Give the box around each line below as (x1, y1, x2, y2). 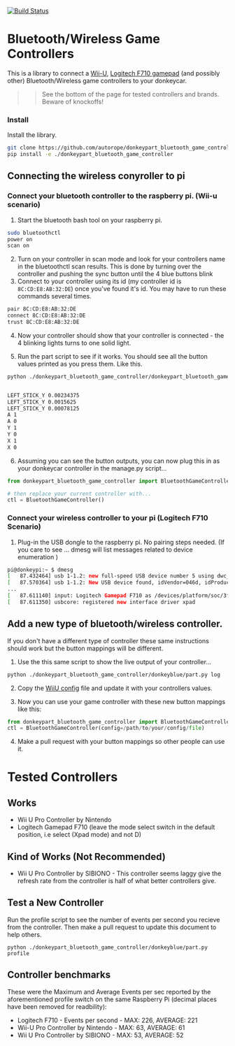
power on (7, 236, 33, 243)
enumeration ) (17, 552, 58, 561)
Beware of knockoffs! (41, 97, 104, 106)
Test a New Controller (7, 897, 104, 909)
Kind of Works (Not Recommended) (7, 850, 166, 863)
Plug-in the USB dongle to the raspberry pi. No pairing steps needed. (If (17, 538, 225, 546)
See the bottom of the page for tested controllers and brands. (41, 89, 220, 98)
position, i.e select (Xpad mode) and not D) (17, 831, 142, 839)
